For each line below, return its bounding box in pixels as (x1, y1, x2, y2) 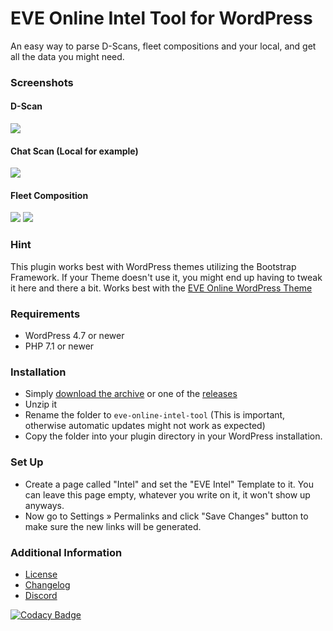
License (24, 568, 58, 580)
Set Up (10, 455, 44, 469)
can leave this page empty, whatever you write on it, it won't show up (24, 488, 311, 501)
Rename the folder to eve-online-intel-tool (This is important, (24, 409, 286, 421)
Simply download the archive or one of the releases (24, 388, 238, 400)
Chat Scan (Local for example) (10, 145, 139, 157)
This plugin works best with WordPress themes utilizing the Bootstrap (10, 260, 297, 272)
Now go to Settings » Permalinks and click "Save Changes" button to (24, 510, 309, 522)
